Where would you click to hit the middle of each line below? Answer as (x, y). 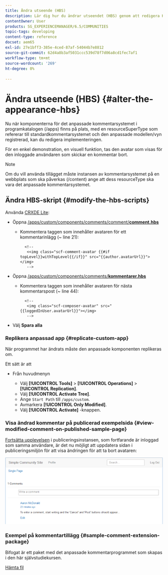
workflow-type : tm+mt (28, 58)
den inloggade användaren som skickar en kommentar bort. (67, 154)
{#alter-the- (128, 99)
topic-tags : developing (30, 32)
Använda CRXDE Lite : (27, 212)
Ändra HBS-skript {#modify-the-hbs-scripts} (77, 200)
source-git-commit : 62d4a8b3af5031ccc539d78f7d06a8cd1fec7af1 (71, 52)
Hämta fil (14, 567)
